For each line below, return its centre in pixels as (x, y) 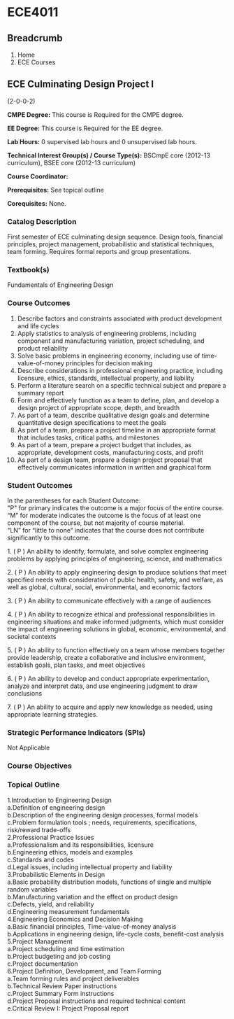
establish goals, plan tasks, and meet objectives (76, 665)
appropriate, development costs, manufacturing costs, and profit (110, 452)
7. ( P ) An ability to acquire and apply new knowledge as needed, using (110, 707)
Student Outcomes (40, 485)
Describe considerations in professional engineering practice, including (120, 370)
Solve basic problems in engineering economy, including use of (109, 356)
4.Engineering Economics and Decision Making (75, 919)
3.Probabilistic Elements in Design (56, 874)
